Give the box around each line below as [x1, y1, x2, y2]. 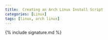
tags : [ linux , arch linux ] [5, 16, 60, 21]
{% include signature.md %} [5, 30, 62, 36]
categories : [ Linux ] [5, 12, 47, 17]
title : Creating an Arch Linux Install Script [5, 7, 104, 12]
